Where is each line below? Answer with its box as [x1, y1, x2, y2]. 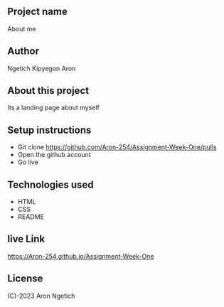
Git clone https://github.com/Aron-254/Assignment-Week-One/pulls [17, 143, 217, 151]
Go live [17, 158, 39, 166]
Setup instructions [7, 124, 92, 136]
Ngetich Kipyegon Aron [7, 64, 76, 72]
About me [7, 24, 36, 33]
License [7, 273, 43, 285]
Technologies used [7, 178, 94, 190]
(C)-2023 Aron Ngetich [7, 291, 75, 300]
